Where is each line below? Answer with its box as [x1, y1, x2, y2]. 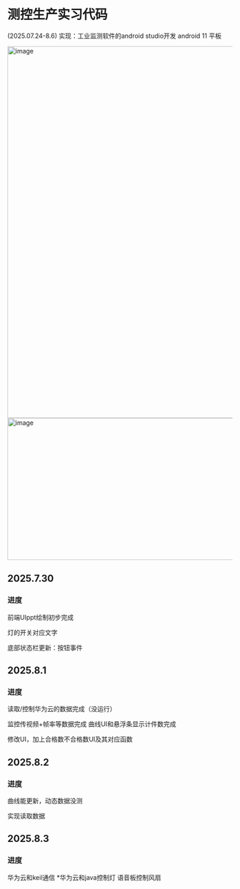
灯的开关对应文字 [7, 628, 58, 636]
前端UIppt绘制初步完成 [7, 613, 74, 621]
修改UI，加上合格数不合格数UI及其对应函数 [7, 735, 134, 743]
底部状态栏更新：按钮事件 [7, 643, 83, 652]
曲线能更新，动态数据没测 [7, 797, 83, 805]
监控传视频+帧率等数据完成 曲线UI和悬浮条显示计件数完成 [7, 720, 176, 728]
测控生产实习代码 [7, 6, 109, 23]
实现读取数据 [7, 812, 45, 820]
